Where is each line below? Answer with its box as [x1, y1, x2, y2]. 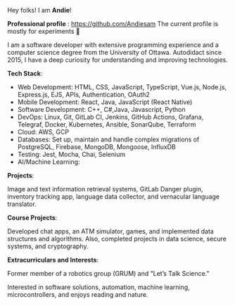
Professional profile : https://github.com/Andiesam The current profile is [7, 20, 219, 27]
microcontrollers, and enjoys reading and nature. [7, 291, 148, 298]
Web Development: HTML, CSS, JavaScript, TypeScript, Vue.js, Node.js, [17, 83, 227, 91]
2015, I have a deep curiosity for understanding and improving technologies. [7, 56, 229, 64]
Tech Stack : [7, 70, 43, 77]
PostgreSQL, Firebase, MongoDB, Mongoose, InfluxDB [17, 143, 176, 151]
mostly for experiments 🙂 [7, 27, 80, 35]
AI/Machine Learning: [17, 158, 80, 166]
